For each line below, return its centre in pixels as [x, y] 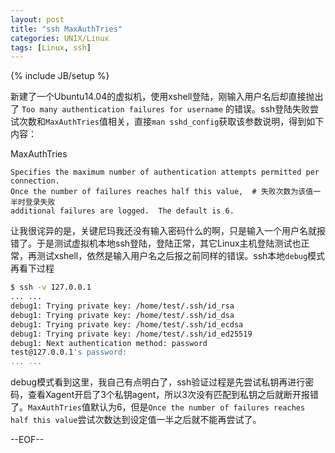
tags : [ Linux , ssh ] [51, 47]
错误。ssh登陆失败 [272, 109]
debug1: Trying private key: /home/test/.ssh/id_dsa [122, 315]
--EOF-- [27, 440]
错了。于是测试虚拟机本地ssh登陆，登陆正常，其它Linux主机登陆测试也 [156, 243]
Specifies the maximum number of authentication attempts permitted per [165, 172]
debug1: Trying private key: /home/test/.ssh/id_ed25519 [131, 334]
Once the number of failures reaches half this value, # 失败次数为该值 [162, 192]
